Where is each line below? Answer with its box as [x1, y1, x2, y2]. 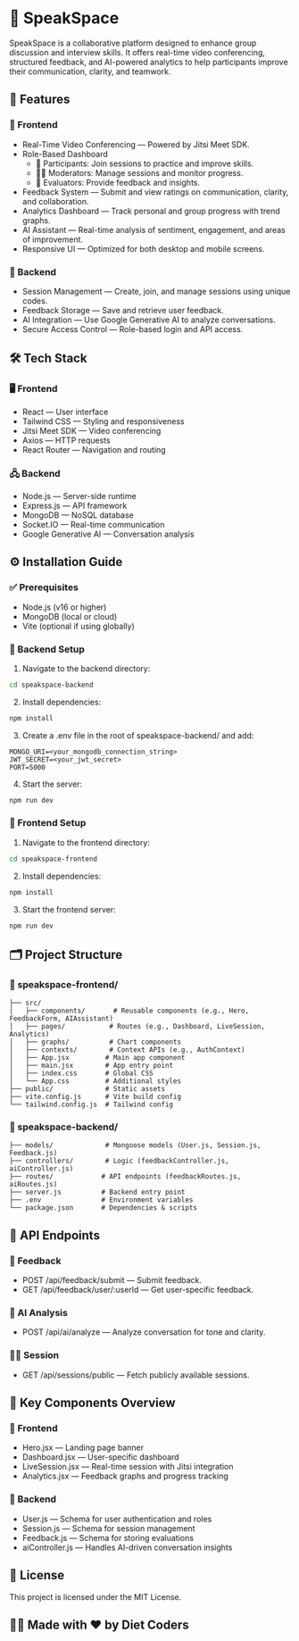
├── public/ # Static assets [9, 1085, 166, 1094]
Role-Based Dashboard [21, 148, 109, 159]
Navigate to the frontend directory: [21, 837, 150, 847]
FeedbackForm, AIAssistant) [9, 1014, 114, 1023]
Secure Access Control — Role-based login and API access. [21, 323, 244, 334]
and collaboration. [21, 196, 89, 206]
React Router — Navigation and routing [21, 444, 167, 454]
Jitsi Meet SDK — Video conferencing [21, 425, 162, 436]
